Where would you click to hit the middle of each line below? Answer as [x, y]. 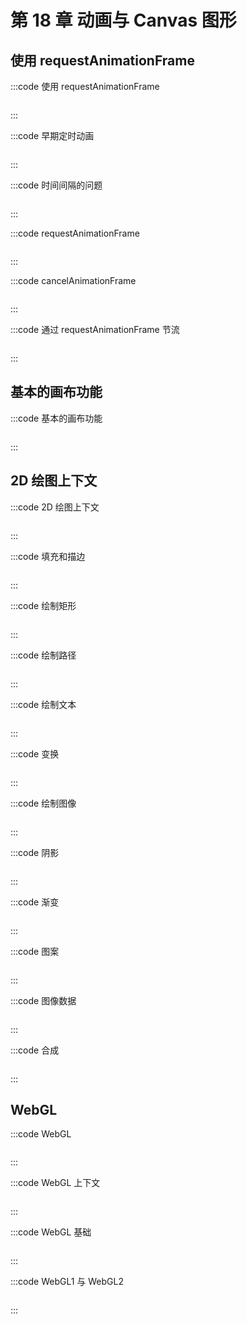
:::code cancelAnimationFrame [73, 280]
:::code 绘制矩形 [43, 605]
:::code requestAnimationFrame [75, 233]
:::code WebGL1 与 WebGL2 [67, 1282]
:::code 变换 [35, 753]
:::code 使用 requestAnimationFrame [85, 86]
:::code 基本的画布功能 [56, 418]
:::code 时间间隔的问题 [56, 185]
